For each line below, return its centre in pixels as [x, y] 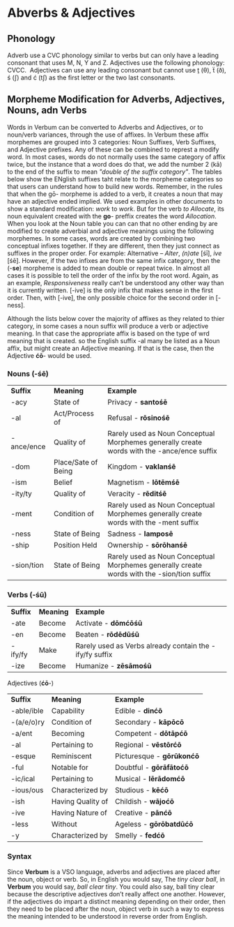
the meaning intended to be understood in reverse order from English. [107, 916]
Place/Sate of [76, 462]
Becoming [68, 734]
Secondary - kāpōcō [149, 722]
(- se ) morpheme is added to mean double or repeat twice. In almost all [109, 268]
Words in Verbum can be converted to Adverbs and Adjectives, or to [105, 127]
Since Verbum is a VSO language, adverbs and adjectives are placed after [114, 872]
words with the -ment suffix [153, 522]
